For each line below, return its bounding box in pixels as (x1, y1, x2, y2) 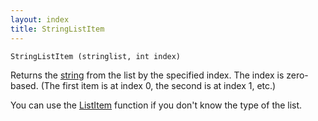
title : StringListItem (10, 24, 105, 34)
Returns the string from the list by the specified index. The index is (10, 69, 285, 81)
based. (10, 79, 39, 91)
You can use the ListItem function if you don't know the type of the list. (10, 99, 303, 111)
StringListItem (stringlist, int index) (10, 51, 182, 61)
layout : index (10, 14, 70, 25)
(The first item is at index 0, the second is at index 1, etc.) (40, 79, 277, 91)
